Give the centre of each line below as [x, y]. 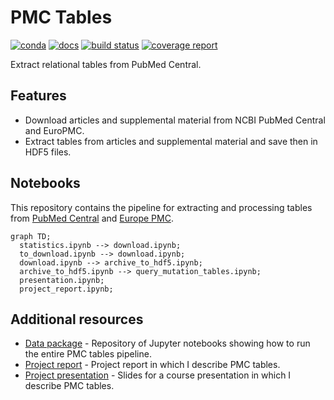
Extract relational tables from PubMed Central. [106, 64]
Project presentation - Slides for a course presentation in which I [158, 375]
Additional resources [77, 319]
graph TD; [31, 236]
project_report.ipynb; [66, 289]
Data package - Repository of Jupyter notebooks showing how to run [167, 343]
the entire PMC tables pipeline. [88, 354]
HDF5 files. [48, 152]
